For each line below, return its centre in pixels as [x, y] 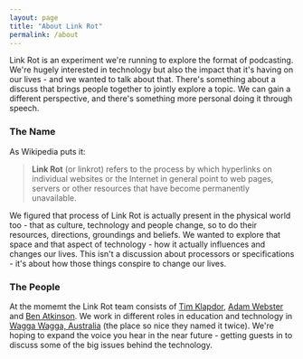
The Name [33, 132]
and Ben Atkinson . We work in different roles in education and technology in [151, 316]
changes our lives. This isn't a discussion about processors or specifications [152, 253]
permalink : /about [44, 34]
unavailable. [54, 198]
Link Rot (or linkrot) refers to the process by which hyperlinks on [152, 169]
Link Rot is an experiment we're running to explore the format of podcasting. [151, 61]
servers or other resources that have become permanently [141, 188]
